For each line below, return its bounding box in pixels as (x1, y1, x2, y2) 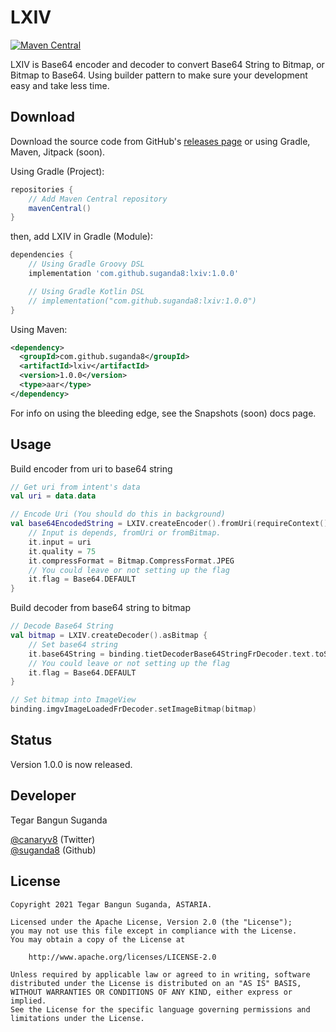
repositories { (10, 184, 74, 195)
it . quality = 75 (28, 546, 97, 556)
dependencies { (10, 250, 74, 260)
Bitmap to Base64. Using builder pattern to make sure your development (10, 69, 308, 81)
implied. (10, 996, 47, 1006)
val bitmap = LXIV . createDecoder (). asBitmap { (10, 631, 208, 641)
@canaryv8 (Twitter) (10, 833, 96, 845)
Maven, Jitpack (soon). (10, 146, 106, 158)
